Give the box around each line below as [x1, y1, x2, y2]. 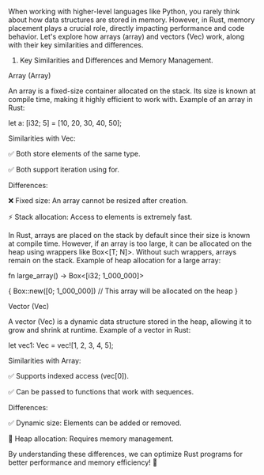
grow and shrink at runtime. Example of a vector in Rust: [8, 326, 191, 334]
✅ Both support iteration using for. [8, 165, 120, 174]
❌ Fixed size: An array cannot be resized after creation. [8, 196, 188, 205]
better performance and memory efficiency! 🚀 [8, 458, 158, 467]
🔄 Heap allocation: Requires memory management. [8, 434, 174, 443]
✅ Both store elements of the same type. [8, 149, 141, 158]
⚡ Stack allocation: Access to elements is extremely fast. [8, 213, 193, 221]
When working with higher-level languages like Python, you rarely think [8, 7, 240, 16]
